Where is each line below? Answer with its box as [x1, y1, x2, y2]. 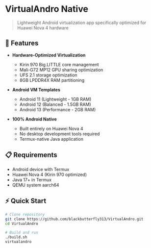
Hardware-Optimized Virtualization [12, 52, 86, 58]
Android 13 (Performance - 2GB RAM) [19, 106, 96, 112]
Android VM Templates [12, 87, 60, 93]
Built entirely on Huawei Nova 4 [19, 125, 83, 131]
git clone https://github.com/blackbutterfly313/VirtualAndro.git [5, 217, 144, 222]
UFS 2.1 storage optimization [19, 72, 77, 78]
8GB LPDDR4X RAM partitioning [19, 77, 85, 83]
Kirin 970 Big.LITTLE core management [19, 61, 99, 67]
